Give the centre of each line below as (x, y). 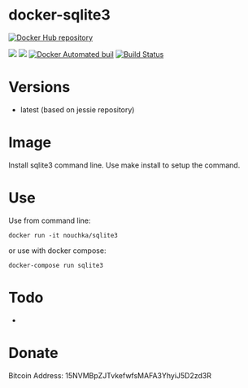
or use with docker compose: (57, 251)
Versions (39, 87)
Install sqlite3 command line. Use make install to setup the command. (124, 165)
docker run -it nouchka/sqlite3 (63, 235)
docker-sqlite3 (60, 15)
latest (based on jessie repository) (77, 109)
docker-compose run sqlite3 (56, 265)
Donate (33, 353)
